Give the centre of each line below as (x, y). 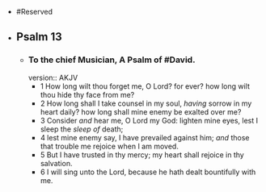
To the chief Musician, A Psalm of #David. (112, 60)
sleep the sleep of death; (82, 129)
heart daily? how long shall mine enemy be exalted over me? (141, 111)
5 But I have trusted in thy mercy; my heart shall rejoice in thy (142, 154)
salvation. (56, 163)
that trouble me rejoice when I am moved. (110, 146)
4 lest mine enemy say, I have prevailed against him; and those (145, 137)
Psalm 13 (39, 37)
